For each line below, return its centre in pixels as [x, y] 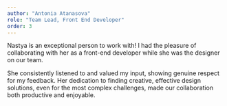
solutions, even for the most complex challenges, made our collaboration [110, 88]
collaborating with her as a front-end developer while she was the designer [113, 53]
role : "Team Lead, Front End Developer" [66, 20]
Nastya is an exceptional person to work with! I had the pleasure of [102, 46]
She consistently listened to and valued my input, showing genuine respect [113, 73]
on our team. [25, 60]
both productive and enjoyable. [51, 95]
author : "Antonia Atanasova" [49, 13]
